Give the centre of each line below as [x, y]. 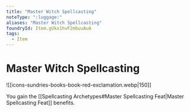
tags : [13, 34]
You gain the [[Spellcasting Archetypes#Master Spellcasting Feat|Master [95, 96]
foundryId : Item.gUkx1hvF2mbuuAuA [49, 28]
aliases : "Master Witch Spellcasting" [54, 23]
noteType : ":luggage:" [34, 17]
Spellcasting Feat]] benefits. [41, 103]
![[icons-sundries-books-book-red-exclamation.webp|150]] [79, 85]
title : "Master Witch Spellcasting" [51, 12]
